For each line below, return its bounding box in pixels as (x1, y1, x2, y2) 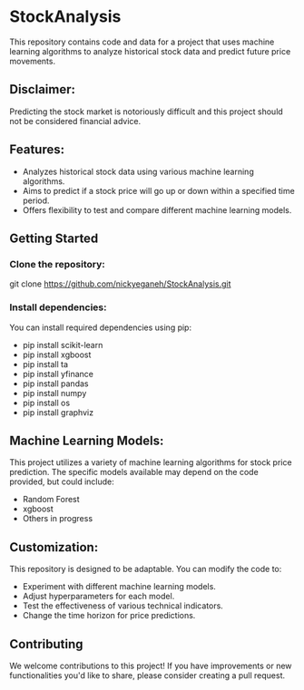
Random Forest (22, 494, 80, 505)
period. (22, 195, 50, 206)
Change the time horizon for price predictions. (22, 610, 196, 621)
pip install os (22, 397, 71, 408)
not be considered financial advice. (9, 115, 142, 126)
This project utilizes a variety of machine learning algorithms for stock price (9, 457, 292, 468)
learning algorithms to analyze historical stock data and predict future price (9, 45, 291, 56)
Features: (9, 142, 65, 158)
